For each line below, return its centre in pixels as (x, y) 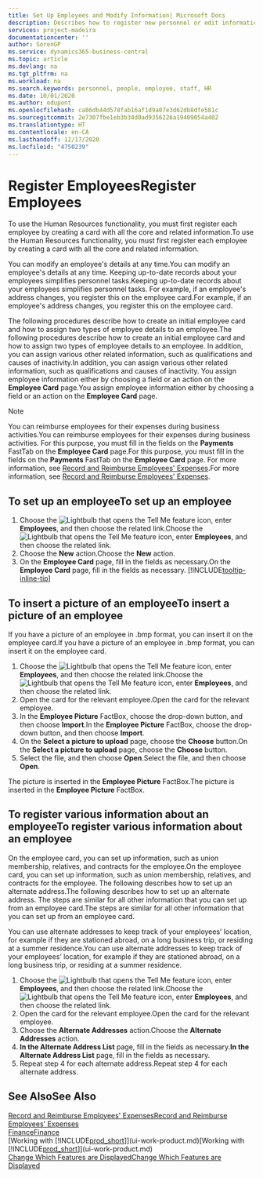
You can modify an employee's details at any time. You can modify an (119, 264)
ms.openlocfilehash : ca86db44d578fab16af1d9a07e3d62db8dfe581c (113, 111)
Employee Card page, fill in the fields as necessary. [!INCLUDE (121, 571)
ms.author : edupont (40, 103)
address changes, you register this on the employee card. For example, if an (130, 297)
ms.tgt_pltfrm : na (38, 74)
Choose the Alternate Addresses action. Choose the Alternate (120, 1030)
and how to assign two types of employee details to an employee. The (120, 330)
